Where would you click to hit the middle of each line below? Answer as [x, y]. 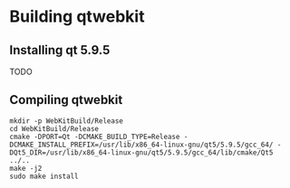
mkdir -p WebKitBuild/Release [67, 121]
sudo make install [44, 176]
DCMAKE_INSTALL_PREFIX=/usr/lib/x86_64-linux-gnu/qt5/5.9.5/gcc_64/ [141, 145]
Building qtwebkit [77, 17]
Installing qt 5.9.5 [60, 50]
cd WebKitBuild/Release [54, 128]
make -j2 [26, 168]
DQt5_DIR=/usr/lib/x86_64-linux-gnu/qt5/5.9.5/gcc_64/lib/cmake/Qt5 [141, 152]
